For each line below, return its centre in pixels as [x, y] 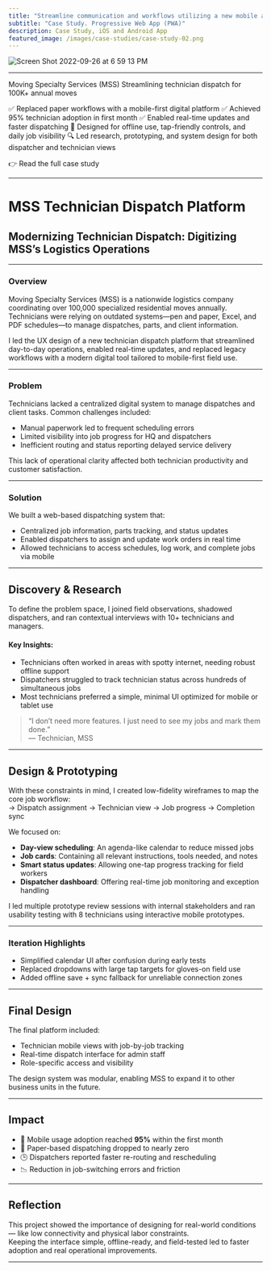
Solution [25, 497]
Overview [28, 282]
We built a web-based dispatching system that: [87, 515]
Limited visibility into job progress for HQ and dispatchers [116, 436]
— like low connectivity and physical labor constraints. [99, 1233]
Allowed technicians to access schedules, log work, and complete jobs [138, 548]
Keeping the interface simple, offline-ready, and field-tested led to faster [129, 1242]
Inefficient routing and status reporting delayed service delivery [126, 445]
